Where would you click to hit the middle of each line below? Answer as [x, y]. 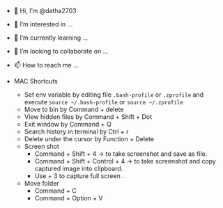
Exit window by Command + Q [68, 124]
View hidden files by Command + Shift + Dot [88, 117]
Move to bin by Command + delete [74, 109]
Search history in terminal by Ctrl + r [76, 131]
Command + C [55, 191]
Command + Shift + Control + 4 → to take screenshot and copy [125, 161]
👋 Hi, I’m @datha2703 [45, 11]
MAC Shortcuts [36, 81]
